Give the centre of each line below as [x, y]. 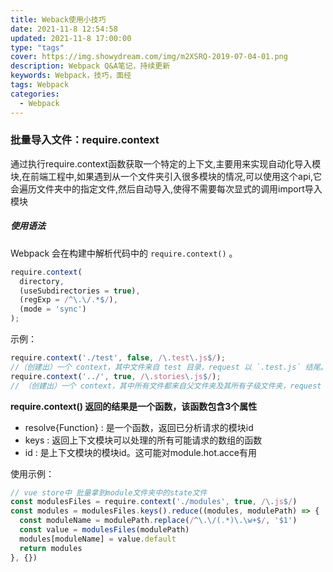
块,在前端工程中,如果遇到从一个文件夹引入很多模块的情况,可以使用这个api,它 [166, 176]
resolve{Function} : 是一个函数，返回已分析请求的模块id [139, 427]
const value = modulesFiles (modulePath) [104, 530]
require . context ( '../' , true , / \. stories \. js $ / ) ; [116, 376]
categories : [35, 94]
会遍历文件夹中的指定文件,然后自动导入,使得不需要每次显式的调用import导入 [166, 188]
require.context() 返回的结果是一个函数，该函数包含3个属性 [134, 406]
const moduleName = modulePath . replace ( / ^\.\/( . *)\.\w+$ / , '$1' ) [158, 521]
